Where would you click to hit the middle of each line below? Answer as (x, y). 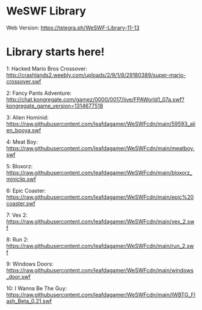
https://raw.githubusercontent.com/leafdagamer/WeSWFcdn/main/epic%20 (100, 197)
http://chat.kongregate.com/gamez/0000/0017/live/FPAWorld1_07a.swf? (95, 99)
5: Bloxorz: (20, 166)
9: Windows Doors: (30, 264)
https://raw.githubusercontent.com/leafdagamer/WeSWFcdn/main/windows (100, 270)
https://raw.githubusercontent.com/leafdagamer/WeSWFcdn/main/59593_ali (101, 124)
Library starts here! (56, 52)
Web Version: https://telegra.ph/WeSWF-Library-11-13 (73, 28)
